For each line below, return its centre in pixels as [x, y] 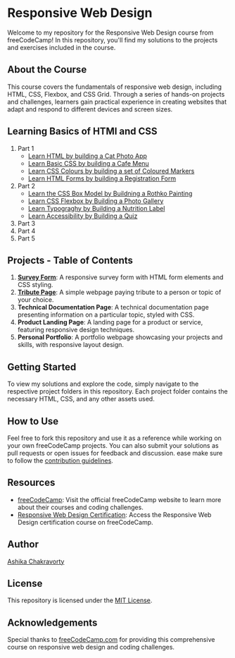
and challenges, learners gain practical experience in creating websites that [117, 102]
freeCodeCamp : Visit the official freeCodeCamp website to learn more [119, 499]
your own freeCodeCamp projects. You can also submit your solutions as [113, 445]
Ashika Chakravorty [36, 561]
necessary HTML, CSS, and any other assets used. [81, 399]
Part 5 [26, 238]
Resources [31, 483]
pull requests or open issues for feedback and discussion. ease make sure [115, 453]
